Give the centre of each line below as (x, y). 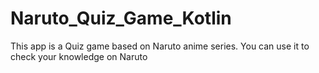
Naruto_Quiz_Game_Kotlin (121, 18)
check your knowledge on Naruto (79, 56)
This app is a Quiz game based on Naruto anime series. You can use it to (160, 46)
